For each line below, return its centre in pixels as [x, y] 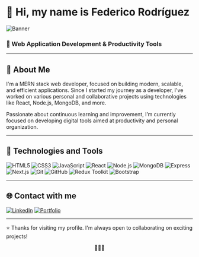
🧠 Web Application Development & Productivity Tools [84, 44]
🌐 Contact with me [41, 196]
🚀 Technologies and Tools [54, 151]
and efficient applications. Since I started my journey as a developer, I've [95, 90]
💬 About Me [28, 70]
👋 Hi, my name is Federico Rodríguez [98, 12]
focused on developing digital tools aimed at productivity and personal [92, 120]
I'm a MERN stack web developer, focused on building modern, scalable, [95, 84]
